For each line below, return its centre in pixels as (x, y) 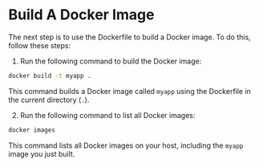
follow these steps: (39, 45)
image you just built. (42, 153)
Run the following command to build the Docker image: (111, 61)
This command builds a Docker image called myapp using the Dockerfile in (129, 91)
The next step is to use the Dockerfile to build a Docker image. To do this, (129, 37)
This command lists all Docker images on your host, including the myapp (126, 145)
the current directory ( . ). (49, 100)
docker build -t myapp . (50, 75)
